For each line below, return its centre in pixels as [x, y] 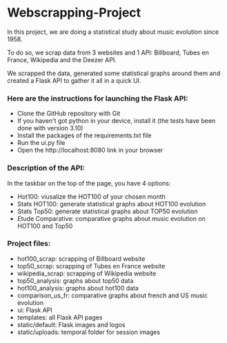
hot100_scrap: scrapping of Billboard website [81, 258]
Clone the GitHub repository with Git [69, 114]
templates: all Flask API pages [60, 317]
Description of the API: [46, 168]
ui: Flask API [35, 310]
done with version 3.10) [50, 128]
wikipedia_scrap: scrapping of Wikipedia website [87, 273]
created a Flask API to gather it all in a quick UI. [74, 80]
